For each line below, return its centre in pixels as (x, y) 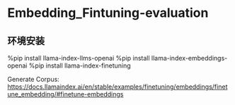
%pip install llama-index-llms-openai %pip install (79, 58)
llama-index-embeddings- (189, 58)
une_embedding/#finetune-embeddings (65, 94)
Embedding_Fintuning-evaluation (108, 13)
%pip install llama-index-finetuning (80, 66)
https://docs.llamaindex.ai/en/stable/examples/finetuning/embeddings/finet (117, 87)
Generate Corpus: (34, 79)
